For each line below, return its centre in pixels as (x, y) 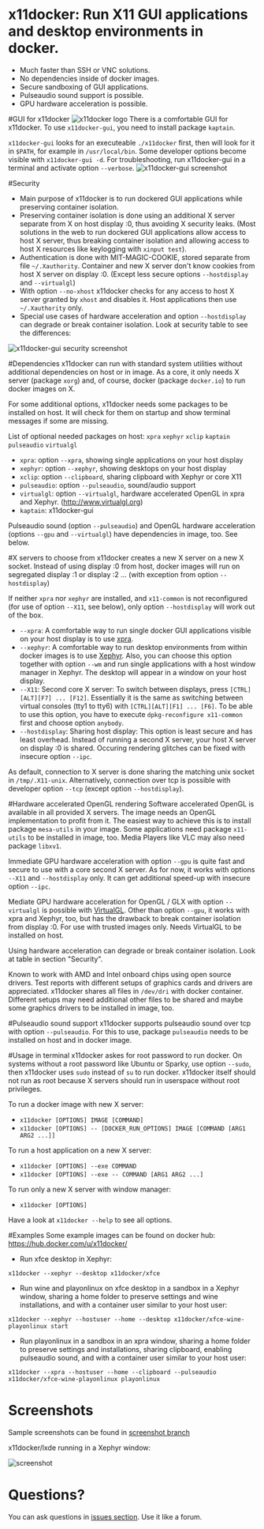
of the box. (26, 615)
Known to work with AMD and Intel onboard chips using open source (120, 974)
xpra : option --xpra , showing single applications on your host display (131, 459)
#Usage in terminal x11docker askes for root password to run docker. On (125, 1055)
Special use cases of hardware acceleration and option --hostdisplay (133, 316)
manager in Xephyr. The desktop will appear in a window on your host (133, 672)
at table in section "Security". (56, 959)
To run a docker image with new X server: (76, 1104)
